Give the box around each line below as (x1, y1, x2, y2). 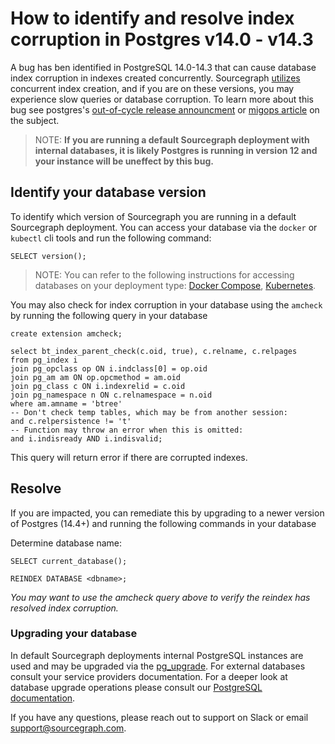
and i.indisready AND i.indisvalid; (10, 433, 163, 444)
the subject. (10, 114, 60, 126)
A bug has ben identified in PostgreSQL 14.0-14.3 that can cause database (10, 61, 317, 73)
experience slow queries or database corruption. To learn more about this (10, 93, 314, 105)
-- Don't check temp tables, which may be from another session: (10, 407, 288, 417)
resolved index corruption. (10, 602, 119, 614)
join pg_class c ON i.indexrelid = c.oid (10, 381, 186, 391)
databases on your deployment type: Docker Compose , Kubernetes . (34, 279, 317, 291)
